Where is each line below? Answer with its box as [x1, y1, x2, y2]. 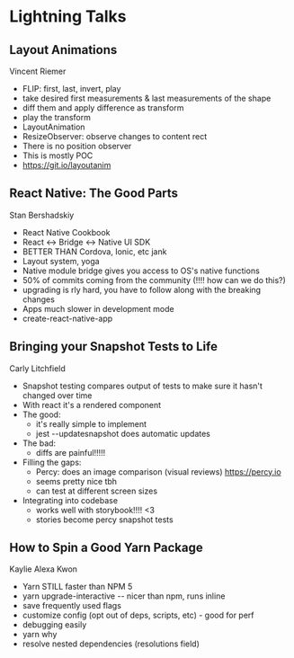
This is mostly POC [22, 150, 94, 161]
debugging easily [22, 619, 87, 630]
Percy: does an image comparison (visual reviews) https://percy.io [35, 466, 281, 477]
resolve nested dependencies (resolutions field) [22, 638, 200, 649]
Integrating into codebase [22, 494, 119, 505]
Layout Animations [9, 42, 118, 58]
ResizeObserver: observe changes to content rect [22, 131, 208, 141]
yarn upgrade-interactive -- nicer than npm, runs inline [22, 591, 226, 601]
